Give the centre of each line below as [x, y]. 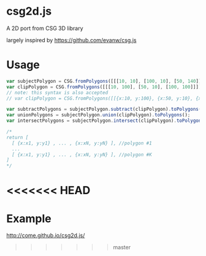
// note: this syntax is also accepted [57, 92]
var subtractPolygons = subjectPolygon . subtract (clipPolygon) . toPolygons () [105, 109]
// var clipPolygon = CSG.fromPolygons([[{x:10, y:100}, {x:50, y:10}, [100, 98]
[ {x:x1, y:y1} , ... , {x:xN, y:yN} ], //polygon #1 [82, 143]
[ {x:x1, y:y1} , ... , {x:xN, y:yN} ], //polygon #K [82, 154]
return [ [17, 137]
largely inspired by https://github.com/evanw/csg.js [71, 40]
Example [29, 218]
